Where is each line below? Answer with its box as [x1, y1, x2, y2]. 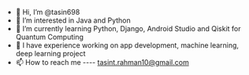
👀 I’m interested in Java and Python [15, 16, 132, 25]
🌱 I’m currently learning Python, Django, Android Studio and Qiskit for [15, 24, 242, 33]
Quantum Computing [15, 32, 84, 41]
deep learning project [15, 49, 86, 58]
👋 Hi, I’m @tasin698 [15, 8, 80, 16]
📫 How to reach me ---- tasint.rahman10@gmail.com [15, 58, 189, 66]
